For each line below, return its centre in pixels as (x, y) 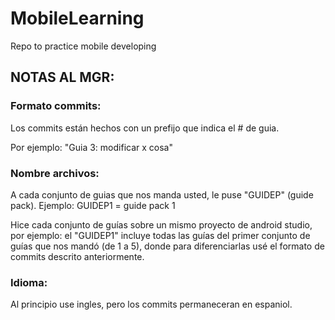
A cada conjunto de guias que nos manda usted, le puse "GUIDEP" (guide (162, 194)
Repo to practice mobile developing (83, 46)
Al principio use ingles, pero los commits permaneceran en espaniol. (151, 304)
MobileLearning (77, 18)
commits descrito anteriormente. (77, 256)
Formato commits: (56, 106)
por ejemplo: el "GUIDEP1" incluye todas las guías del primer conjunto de (160, 235)
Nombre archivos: (55, 173)
